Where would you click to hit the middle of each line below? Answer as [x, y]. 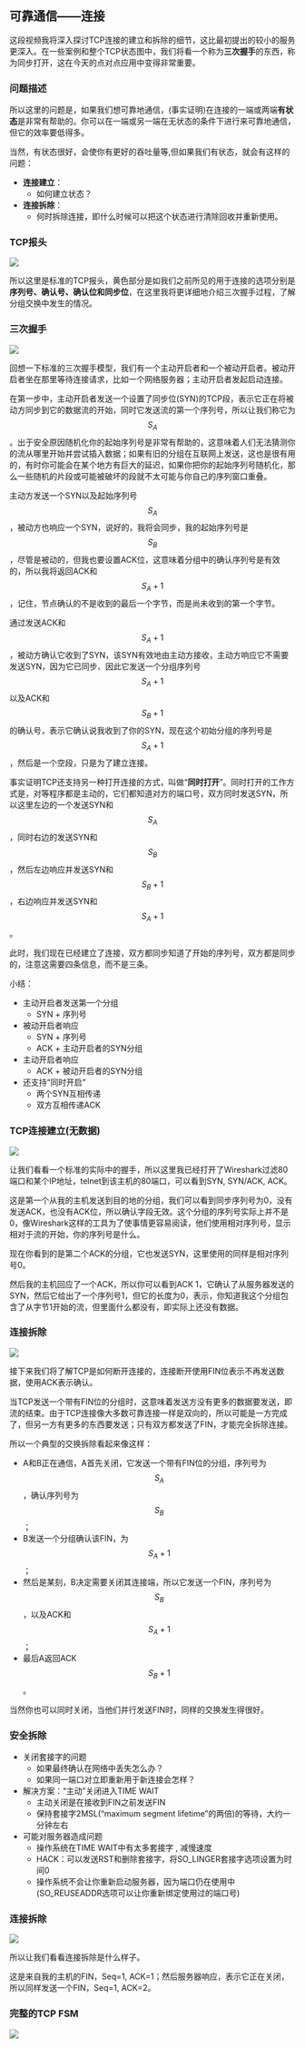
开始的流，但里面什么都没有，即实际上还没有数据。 [148, 1306]
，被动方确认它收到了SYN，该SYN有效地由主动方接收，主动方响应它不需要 [149, 655]
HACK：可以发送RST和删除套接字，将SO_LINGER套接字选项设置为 [160, 1858]
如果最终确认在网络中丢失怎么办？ [100, 1767]
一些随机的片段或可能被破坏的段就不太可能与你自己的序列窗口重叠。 [144, 476]
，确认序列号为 [50, 1495]
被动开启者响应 [50, 1026]
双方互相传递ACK [69, 1105]
